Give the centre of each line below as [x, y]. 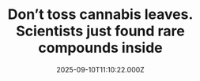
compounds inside [100, 48]
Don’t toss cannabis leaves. [100, 15]
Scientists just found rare [100, 31]
